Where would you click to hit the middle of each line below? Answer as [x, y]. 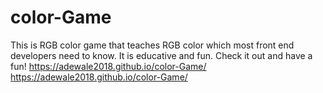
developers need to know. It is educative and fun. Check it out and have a [161, 55]
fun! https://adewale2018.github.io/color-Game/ [108, 66]
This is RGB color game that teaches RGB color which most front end [152, 45]
